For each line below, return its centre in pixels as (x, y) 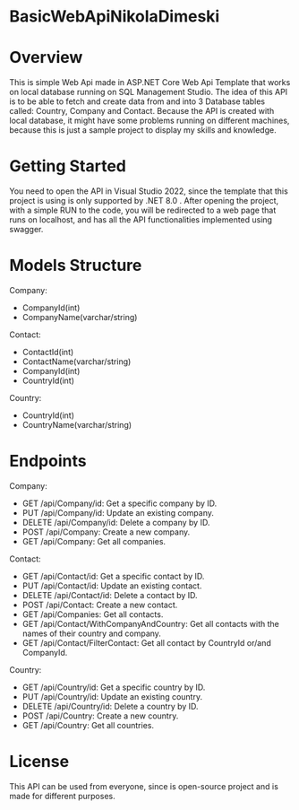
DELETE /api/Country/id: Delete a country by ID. (110, 706)
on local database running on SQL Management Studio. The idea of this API (149, 92)
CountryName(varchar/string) (77, 425)
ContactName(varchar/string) (77, 361)
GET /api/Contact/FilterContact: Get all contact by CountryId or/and (146, 642)
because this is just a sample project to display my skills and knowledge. (143, 130)
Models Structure (76, 266)
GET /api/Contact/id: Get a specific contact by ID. (113, 576)
